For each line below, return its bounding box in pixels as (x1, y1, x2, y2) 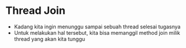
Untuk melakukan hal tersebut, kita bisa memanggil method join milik (13, 29, 180, 36)
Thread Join (5, 4, 66, 17)
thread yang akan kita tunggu (13, 35, 86, 42)
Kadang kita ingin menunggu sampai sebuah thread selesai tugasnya (13, 23, 181, 30)
